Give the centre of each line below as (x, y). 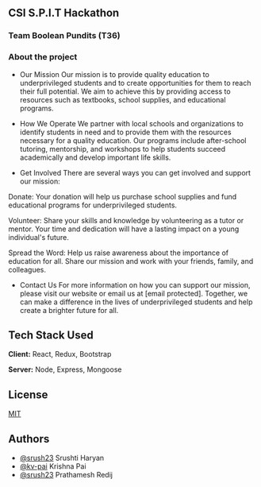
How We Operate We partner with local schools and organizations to (132, 123)
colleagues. (27, 269)
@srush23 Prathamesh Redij (66, 475)
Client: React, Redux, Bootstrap (60, 354)
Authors (29, 439)
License (28, 394)
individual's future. (39, 237)
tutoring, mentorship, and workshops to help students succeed (123, 149)
